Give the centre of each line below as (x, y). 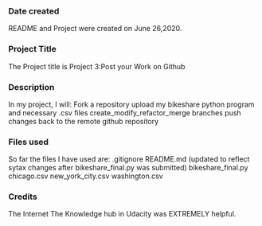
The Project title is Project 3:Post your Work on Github (97, 66)
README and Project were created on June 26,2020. (95, 29)
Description (31, 87)
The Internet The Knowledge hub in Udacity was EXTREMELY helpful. (122, 214)
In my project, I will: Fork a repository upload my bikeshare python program (131, 104)
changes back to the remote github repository (84, 121)
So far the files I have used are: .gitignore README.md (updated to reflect (129, 159)
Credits (23, 197)
